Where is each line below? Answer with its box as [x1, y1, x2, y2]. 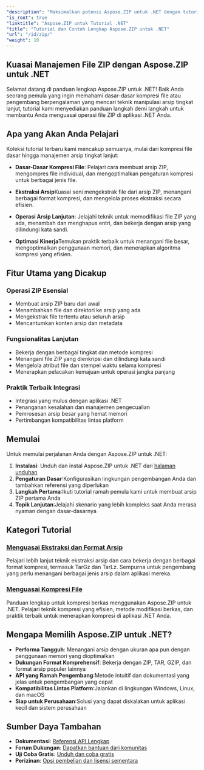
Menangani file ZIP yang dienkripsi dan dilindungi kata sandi [15, 355, 166, 362]
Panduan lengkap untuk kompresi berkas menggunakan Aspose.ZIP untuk [6, 599, 192, 606]
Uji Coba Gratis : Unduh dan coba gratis [15, 751, 114, 758]
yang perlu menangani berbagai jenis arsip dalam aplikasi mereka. [6, 570, 172, 577]
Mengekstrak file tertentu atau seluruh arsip [15, 313, 125, 320]
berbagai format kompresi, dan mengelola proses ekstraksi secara [15, 194, 182, 201]
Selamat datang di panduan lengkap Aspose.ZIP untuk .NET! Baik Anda [6, 85, 184, 93]
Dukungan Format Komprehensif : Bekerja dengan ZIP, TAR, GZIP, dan [15, 659, 192, 666]
